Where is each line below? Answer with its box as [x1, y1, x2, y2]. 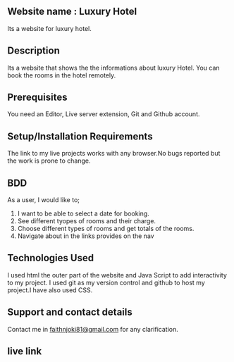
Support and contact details [7, 306, 133, 318]
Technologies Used [7, 252, 94, 264]
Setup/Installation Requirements [7, 130, 153, 142]
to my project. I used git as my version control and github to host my [7, 278, 206, 287]
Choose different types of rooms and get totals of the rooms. [17, 225, 195, 233]
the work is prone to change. [7, 156, 91, 165]
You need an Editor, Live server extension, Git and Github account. [7, 110, 200, 118]
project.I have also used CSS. [7, 285, 93, 294]
